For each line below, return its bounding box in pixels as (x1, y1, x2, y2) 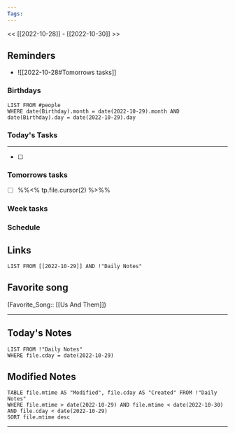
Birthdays (7, 85, 41, 95)
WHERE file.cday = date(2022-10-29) (7, 351, 114, 359)
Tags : (7, 10, 23, 17)
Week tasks (7, 204, 48, 213)
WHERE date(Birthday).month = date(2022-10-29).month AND (7, 108, 180, 115)
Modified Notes (7, 371, 76, 383)
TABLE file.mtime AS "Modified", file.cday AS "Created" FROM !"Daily (7, 389, 218, 396)
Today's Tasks (7, 130, 58, 140)
